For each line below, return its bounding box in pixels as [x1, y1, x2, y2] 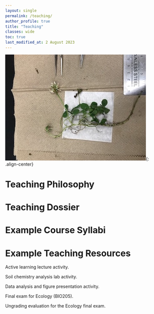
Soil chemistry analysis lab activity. [5, 274, 77, 280]
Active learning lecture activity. [5, 264, 69, 270]
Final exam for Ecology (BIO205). [5, 293, 73, 299]
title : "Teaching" [5, 24, 43, 29]
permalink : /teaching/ [5, 13, 52, 19]
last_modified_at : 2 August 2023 [5, 40, 75, 45]
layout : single [5, 8, 37, 13]
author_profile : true [5, 19, 50, 24]
